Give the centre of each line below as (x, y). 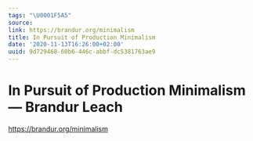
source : (21, 23)
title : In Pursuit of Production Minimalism (82, 37)
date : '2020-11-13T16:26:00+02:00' (66, 45)
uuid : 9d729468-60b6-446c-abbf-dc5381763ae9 (82, 52)
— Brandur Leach (65, 107)
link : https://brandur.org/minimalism (71, 30)
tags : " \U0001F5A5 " (40, 15)
